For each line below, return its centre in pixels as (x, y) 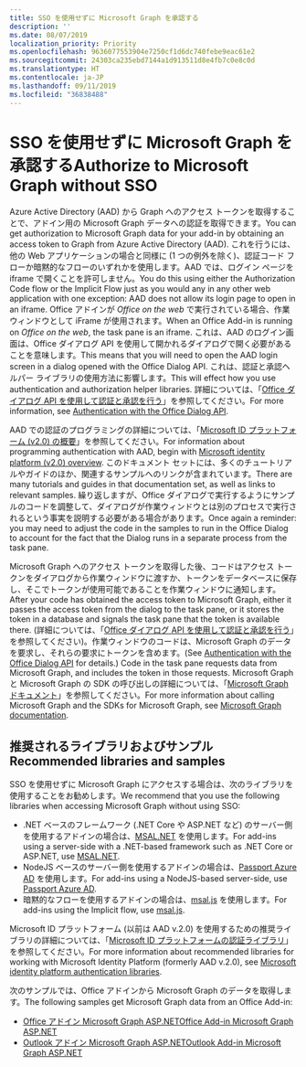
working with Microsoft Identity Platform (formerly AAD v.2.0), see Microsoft (153, 962)
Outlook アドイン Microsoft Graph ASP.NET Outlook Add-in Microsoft (152, 1042)
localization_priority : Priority (73, 43)
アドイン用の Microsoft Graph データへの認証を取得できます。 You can (165, 223)
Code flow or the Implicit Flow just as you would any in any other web (140, 289)
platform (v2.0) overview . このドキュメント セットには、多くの (127, 463)
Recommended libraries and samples (117, 761)
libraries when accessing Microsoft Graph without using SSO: (125, 806)
